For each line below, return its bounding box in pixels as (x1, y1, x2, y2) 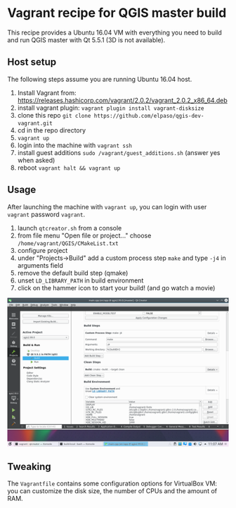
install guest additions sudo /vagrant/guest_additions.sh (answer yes (17, 148, 221, 156)
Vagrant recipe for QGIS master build (7, 5, 227, 21)
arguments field (17, 261, 63, 269)
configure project (17, 246, 68, 254)
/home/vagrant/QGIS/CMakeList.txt (17, 240, 119, 247)
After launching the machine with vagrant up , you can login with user (7, 202, 207, 211)
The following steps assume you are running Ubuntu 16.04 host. (7, 75, 192, 83)
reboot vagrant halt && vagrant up (17, 163, 121, 172)
